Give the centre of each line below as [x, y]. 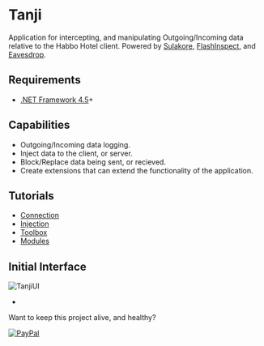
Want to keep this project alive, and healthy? [82, 318]
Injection [35, 224]
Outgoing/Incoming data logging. [75, 144]
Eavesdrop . [27, 54]
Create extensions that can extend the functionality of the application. [136, 170]
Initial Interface [47, 266]
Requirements [45, 80]
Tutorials [31, 196]
